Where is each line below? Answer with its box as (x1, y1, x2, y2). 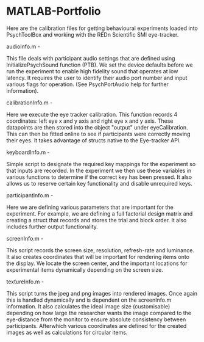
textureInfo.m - (6, 278, 44, 285)
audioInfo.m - (6, 43, 41, 50)
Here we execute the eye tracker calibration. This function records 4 (6, 111, 178, 118)
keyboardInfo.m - (6, 148, 50, 156)
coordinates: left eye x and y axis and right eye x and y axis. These (6, 117, 174, 125)
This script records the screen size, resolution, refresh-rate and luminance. (6, 246, 195, 254)
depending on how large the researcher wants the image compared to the (6, 309, 192, 316)
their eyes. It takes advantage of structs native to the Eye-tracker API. (6, 136, 181, 144)
